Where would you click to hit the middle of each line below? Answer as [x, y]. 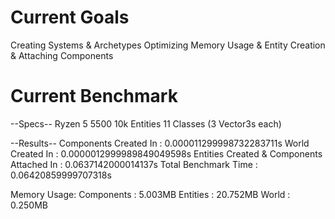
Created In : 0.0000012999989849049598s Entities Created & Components [166, 153]
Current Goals [70, 17]
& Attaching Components [62, 55]
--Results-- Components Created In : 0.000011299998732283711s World [160, 143]
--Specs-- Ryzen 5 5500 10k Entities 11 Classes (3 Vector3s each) [146, 123]
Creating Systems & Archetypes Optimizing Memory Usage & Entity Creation [168, 45]
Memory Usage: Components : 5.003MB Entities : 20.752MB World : [150, 194]
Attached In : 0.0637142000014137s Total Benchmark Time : [134, 164]
